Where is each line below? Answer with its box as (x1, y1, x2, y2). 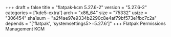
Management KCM (5, 26, 45, 32)
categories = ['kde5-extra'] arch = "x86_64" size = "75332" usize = (5, 10, 147, 16)
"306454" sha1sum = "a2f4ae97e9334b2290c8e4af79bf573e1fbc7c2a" (5, 15, 157, 21)
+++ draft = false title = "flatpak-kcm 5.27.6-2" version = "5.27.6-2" (5, 5, 147, 10)
